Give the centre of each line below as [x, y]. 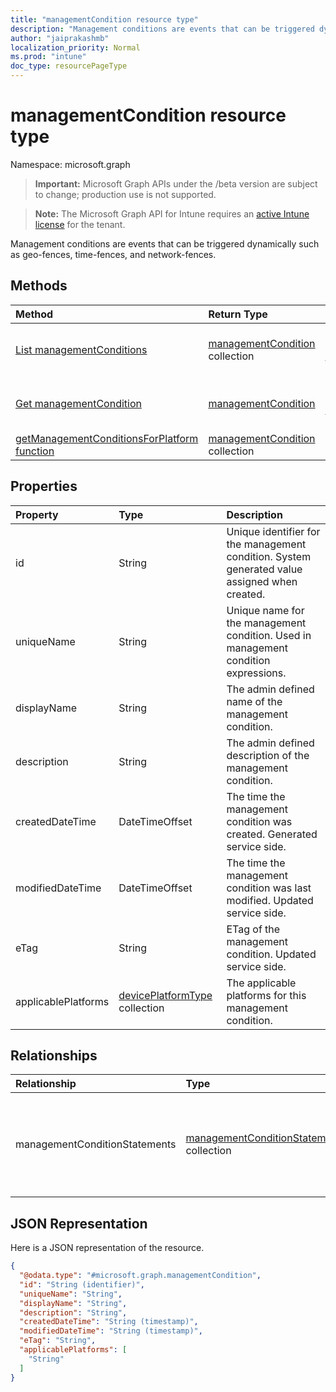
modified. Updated [270, 900]
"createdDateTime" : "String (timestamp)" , [109, 1322]
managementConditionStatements [96, 1144]
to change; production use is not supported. [125, 194]
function [35, 451]
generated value [264, 569]
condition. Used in [269, 635]
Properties [44, 486]
